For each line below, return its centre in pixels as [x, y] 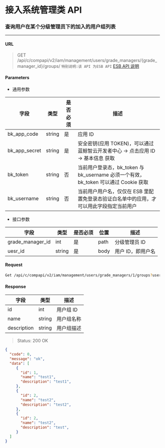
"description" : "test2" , [46, 404]
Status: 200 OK [32, 341]
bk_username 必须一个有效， [111, 175]
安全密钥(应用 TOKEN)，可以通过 [116, 143]
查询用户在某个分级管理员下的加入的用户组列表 [60, 27]
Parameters [17, 78]
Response [15, 286]
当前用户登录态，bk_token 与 [111, 167]
